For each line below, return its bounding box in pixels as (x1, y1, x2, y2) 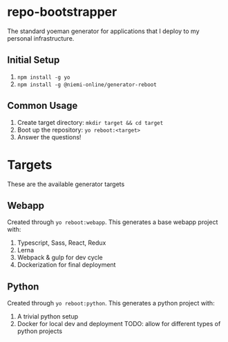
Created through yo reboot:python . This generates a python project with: (7, 299, 216, 308)
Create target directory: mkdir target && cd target (17, 118, 164, 126)
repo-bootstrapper (7, 4, 117, 20)
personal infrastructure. (7, 34, 75, 42)
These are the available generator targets (7, 180, 125, 188)
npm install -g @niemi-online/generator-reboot (17, 81, 157, 88)
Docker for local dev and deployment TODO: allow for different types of (17, 320, 221, 328)
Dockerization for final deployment (17, 261, 116, 269)
